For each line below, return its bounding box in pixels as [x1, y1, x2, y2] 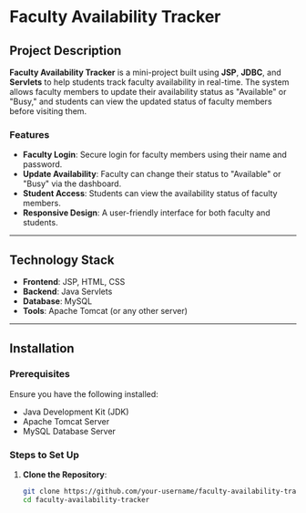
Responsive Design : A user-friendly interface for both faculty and [22, 207, 270, 218]
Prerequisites [9, 368, 70, 381]
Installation [9, 340, 75, 356]
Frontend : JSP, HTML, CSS [22, 277, 126, 288]
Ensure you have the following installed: [9, 388, 159, 399]
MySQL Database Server [22, 425, 117, 436]
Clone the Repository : [22, 469, 107, 480]
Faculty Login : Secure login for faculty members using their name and [22, 149, 287, 161]
